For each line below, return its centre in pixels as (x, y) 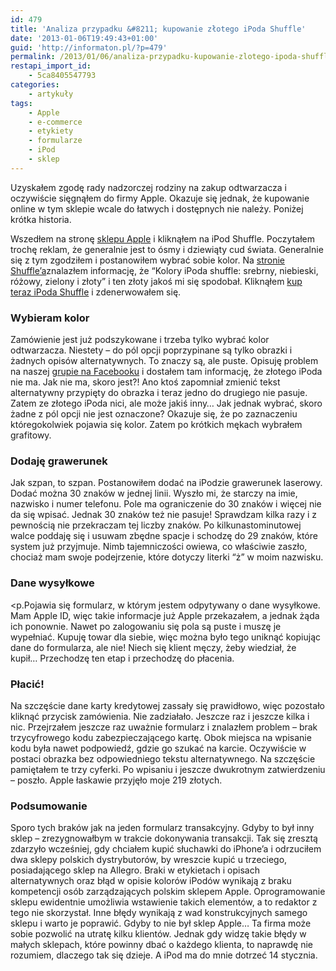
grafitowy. (31, 435)
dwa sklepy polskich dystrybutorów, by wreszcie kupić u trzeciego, (149, 860)
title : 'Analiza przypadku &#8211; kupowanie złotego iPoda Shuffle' (158, 29)
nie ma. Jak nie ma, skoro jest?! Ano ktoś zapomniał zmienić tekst (145, 382)
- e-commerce (55, 122)
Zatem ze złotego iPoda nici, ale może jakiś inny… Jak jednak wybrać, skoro (166, 403)
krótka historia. (41, 219)
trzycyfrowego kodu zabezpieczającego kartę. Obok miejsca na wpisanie (161, 737)
